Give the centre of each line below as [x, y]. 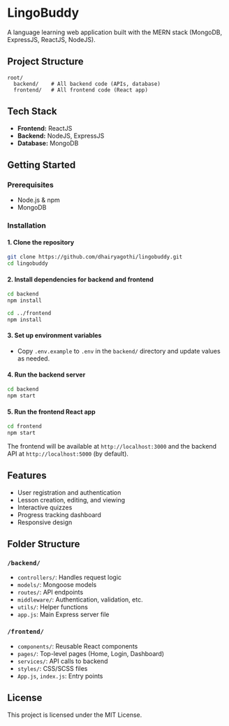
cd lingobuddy [28, 263]
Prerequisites [30, 184]
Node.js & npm [39, 200]
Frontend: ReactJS [45, 128]
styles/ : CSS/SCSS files [52, 668]
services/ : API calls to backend [62, 661]
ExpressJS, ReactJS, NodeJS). [51, 39]
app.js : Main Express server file [63, 615]
